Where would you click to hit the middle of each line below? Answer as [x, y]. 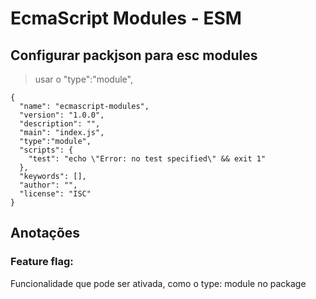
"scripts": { [46, 150]
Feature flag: [42, 262]
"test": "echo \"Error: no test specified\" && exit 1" [147, 159]
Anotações [45, 233]
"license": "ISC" [55, 194]
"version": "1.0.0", [62, 115]
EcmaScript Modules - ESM [126, 18]
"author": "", [48, 185]
